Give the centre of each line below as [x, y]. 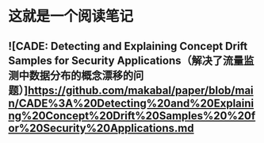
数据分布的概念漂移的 [81, 75]
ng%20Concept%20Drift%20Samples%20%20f [132, 116]
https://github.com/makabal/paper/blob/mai [140, 90]
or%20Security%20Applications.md [101, 128]
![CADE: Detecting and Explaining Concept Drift [128, 46]
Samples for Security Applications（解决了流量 [126, 60]
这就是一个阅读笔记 [71, 16]
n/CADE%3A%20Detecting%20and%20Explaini [131, 103]
